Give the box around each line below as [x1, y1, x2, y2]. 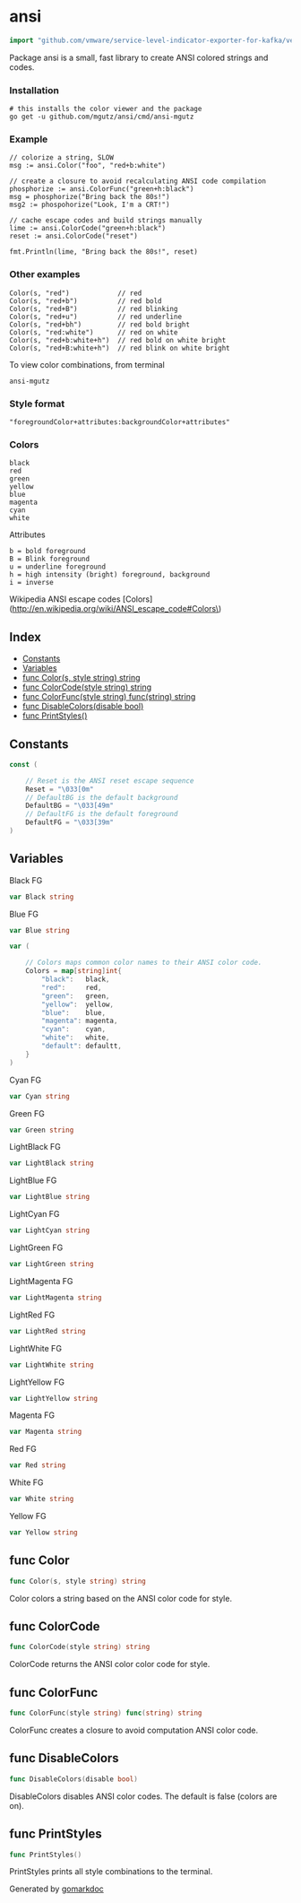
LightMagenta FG [9, 1275, 73, 1286]
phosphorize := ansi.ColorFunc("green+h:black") [9, 185, 194, 194]
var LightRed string [9, 1326, 87, 1335]
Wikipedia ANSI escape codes [9, 594, 121, 604]
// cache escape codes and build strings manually [9, 216, 202, 225]
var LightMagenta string [9, 1293, 102, 1302]
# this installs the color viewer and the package [9, 105, 202, 114]
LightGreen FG [9, 1242, 64, 1253]
